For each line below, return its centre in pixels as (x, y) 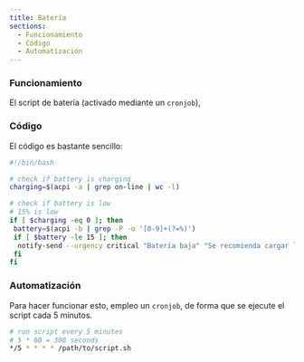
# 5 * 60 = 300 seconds (54, 340)
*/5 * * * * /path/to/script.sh (70, 348)
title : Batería (38, 18)
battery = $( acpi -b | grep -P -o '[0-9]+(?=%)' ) (104, 229)
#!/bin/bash (32, 162)
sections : (28, 26)
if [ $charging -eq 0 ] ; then (66, 221)
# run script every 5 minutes (66, 331)
